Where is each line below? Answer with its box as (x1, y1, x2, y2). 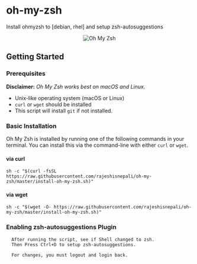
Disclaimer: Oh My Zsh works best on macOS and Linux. (6, 83, 146, 90)
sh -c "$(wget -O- (6, 204, 51, 210)
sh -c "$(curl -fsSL (6, 168, 57, 175)
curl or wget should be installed (14, 101, 92, 108)
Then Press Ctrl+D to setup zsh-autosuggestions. (11, 242, 136, 247)
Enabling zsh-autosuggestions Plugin (6, 223, 117, 231)
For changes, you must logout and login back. (11, 252, 128, 258)
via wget (6, 191, 28, 198)
